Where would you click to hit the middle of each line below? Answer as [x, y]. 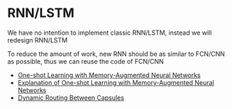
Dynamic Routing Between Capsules [71, 98]
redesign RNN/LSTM [38, 40]
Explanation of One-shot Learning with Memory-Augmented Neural [116, 82]
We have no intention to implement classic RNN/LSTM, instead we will [110, 33]
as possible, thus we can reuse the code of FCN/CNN [86, 61]
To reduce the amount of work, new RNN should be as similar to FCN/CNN [116, 54]
